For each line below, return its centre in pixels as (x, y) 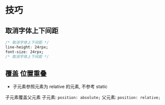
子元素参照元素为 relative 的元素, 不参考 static (60, 87)
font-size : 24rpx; (24, 52)
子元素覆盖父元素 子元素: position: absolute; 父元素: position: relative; (83, 97)
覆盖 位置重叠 (26, 73)
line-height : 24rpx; (27, 47)
